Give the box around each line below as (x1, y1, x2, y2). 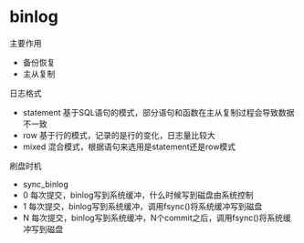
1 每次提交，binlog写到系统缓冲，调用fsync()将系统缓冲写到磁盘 (22, 200, 263, 211)
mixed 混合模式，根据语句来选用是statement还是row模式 (22, 141, 236, 152)
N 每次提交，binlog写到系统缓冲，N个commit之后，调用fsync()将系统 (22, 212, 283, 223)
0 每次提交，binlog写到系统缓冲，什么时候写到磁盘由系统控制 (22, 189, 254, 200)
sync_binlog (22, 178, 68, 189)
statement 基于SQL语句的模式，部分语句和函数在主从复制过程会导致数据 (22, 106, 295, 117)
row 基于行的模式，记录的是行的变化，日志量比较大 (22, 129, 216, 140)
